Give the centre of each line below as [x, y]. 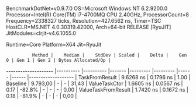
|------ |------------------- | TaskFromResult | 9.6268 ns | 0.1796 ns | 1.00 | [100, 77]
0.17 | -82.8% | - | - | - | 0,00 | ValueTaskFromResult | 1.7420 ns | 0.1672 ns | [97, 90]
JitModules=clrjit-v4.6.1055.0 [41, 33]
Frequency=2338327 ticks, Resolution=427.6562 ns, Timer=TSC [84, 21]
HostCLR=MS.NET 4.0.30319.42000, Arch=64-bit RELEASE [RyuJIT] [89, 27]
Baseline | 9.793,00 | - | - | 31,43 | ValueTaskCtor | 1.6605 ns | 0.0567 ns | [94, 83]
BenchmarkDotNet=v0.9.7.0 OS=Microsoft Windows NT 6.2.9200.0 [87, 8]
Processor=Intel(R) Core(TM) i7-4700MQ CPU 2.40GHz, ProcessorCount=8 [97, 15]
